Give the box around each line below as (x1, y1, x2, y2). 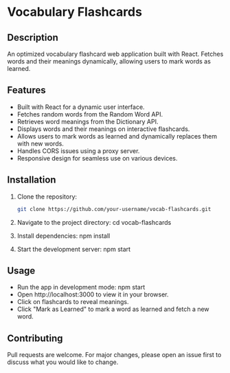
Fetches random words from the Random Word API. (16, 110, 163, 118)
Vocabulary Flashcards (7, 4, 143, 20)
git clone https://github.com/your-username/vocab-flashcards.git (16, 205, 211, 212)
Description (7, 32, 58, 43)
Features (7, 84, 46, 97)
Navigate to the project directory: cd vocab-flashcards (16, 218, 172, 226)
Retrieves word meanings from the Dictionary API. (16, 117, 159, 125)
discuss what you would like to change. (7, 358, 119, 366)
